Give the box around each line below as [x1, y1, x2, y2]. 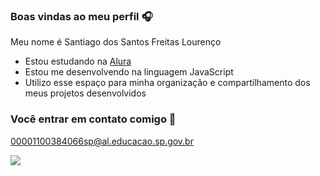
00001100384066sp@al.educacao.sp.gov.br [10, 135, 194, 147]
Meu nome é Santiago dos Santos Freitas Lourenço [10, 36, 222, 48]
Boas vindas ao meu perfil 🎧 [10, 9, 153, 23]
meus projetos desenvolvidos [24, 87, 147, 99]
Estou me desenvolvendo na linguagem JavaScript [24, 66, 234, 78]
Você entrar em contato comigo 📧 [10, 112, 177, 126]
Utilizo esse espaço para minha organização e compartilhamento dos [24, 77, 311, 89]
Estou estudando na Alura [24, 55, 132, 68]
